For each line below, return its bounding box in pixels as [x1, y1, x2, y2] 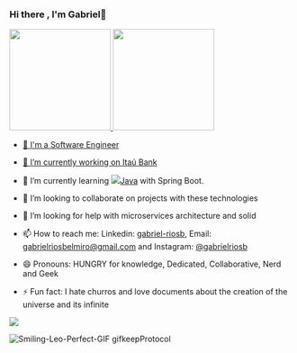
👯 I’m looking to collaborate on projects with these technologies [22, 193, 258, 204]
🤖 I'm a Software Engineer [22, 140, 120, 150]
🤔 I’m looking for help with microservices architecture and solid [22, 211, 256, 222]
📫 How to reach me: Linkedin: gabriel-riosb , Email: [22, 229, 211, 240]
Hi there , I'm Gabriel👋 [9, 8, 107, 21]
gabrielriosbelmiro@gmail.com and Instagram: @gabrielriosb [22, 241, 248, 252]
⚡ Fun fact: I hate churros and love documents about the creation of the [22, 286, 288, 297]
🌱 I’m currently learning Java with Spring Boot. [22, 176, 204, 186]
